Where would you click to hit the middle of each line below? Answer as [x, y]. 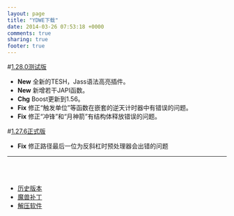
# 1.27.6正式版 [26, 131]
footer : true [26, 46]
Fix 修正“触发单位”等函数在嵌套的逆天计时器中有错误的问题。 [105, 108]
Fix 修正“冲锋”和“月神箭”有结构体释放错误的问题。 [89, 116]
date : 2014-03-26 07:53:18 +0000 [56, 26]
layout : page [26, 14]
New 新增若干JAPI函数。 [53, 90]
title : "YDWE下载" [33, 20]
